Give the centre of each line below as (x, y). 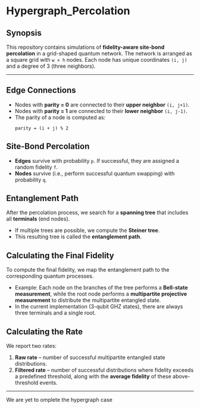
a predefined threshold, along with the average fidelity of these (93, 376)
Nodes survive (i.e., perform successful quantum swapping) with (95, 173)
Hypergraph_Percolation (68, 11)
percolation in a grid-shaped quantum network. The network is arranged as (99, 54)
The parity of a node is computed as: (60, 117)
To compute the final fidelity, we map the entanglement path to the (88, 270)
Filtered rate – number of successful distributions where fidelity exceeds (104, 370)
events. (49, 383)
